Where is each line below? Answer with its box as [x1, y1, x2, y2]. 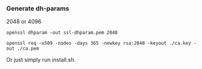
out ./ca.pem [6, 45, 39, 52]
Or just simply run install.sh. [6, 56, 76, 64]
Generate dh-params [6, 4, 70, 13]
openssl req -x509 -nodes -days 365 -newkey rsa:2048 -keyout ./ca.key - [6, 41, 197, 47]
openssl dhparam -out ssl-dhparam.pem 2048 [6, 30, 118, 36]
